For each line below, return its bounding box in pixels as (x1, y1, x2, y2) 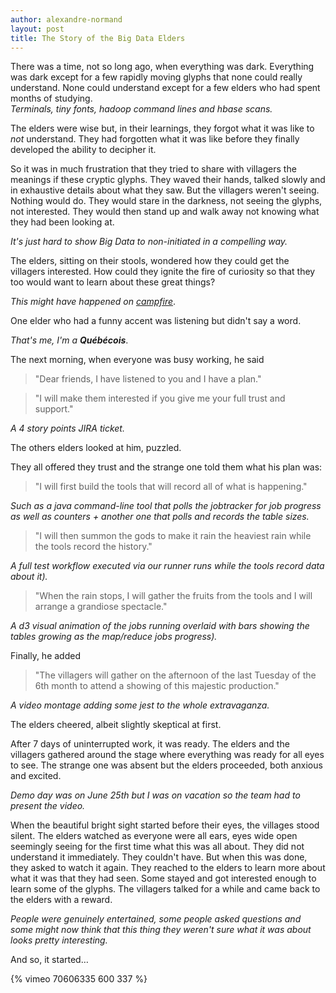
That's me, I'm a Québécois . (10, 334, 129, 346)
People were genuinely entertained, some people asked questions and (10, 913, 302, 925)
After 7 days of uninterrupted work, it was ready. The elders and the (10, 738, 290, 750)
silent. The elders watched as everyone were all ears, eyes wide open (10, 830, 298, 842)
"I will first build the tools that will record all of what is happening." (34, 481, 308, 493)
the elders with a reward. (10, 894, 113, 906)
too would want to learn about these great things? (10, 276, 216, 288)
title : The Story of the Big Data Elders (10, 33, 186, 43)
